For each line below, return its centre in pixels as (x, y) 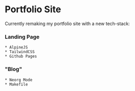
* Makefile (16, 84)
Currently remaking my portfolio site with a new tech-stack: (67, 24)
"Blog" (14, 69)
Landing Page (22, 37)
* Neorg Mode (19, 80)
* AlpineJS (16, 48)
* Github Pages (21, 56)
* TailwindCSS (20, 52)
